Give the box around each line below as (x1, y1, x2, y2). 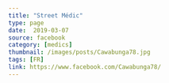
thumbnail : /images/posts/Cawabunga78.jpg (8, 48, 151, 56)
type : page (8, 19, 44, 27)
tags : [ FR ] (8, 56, 44, 64)
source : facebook (8, 33, 66, 42)
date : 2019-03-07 (8, 26, 69, 34)
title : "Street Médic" (8, 11, 83, 20)
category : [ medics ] (8, 41, 73, 49)
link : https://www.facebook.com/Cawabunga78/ (8, 63, 161, 71)
